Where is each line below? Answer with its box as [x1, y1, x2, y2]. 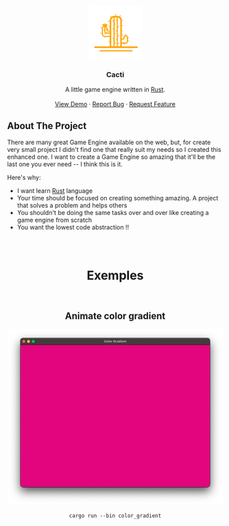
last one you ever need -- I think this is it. [7, 160, 123, 168]
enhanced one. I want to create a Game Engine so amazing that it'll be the [7, 153, 216, 161]
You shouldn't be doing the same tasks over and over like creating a [16, 209, 209, 217]
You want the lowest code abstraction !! [16, 223, 129, 231]
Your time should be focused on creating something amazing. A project [16, 194, 219, 203]
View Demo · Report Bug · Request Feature [54, 100, 176, 108]
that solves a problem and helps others [16, 201, 128, 209]
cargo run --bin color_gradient [69, 512, 162, 519]
